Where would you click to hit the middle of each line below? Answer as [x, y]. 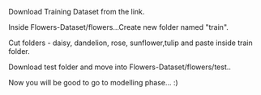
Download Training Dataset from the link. [77, 12]
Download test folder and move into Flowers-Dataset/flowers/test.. [120, 67]
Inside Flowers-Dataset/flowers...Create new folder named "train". [119, 27]
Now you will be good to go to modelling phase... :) [93, 83]
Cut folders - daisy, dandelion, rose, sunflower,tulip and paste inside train [130, 43]
